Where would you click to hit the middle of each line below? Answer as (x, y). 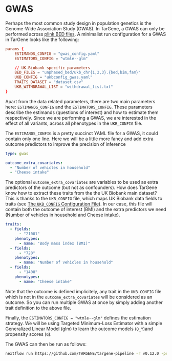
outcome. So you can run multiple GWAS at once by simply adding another (84, 302)
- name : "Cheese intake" (45, 281)
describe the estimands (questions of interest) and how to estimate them (82, 112)
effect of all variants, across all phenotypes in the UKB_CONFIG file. (74, 123)
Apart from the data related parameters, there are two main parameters (80, 101)
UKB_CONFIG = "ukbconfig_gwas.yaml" (54, 78)
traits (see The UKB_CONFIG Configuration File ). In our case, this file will (79, 204)
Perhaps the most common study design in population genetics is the (79, 23)
